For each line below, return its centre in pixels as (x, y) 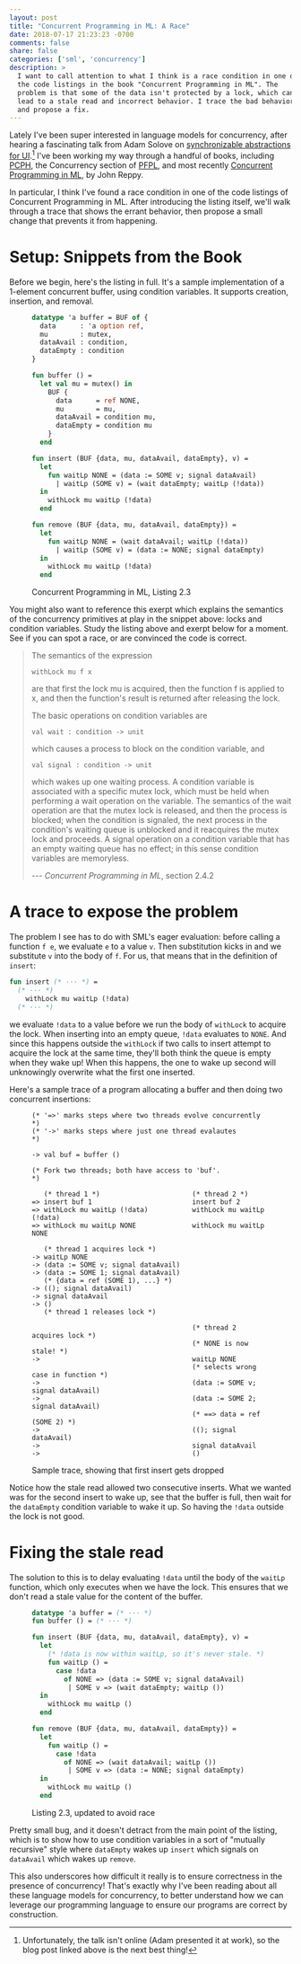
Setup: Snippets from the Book (126, 257)
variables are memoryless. (80, 858)
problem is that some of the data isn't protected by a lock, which (148, 93)
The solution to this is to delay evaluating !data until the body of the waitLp (147, 1577)
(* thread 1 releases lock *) (100, 1312)
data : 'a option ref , (92, 326)
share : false (34, 51)
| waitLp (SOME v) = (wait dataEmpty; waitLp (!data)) (160, 483)
